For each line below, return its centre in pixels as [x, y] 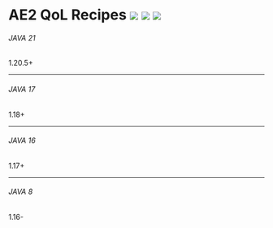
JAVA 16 [22, 140]
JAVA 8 [21, 191]
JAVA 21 [22, 37]
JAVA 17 [22, 89]
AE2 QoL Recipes [68, 15]
